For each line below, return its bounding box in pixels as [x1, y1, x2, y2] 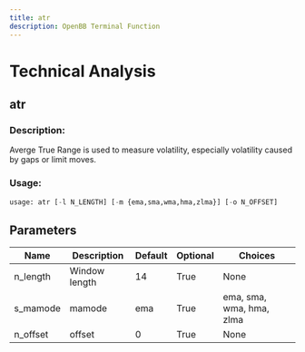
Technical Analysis [9, 61, 156, 82]
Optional [176, 249, 215, 262]
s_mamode [14, 302, 62, 315]
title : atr [9, 13, 51, 23]
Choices [239, 249, 276, 262]
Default [134, 249, 168, 262]
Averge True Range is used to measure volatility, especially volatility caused [9, 144, 293, 155]
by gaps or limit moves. [9, 154, 97, 165]
